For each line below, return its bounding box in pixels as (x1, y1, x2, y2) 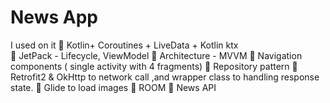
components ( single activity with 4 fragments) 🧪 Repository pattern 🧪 (10, 60, 298, 72)
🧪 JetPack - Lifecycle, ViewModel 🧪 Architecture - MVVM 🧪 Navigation (10, 49, 303, 61)
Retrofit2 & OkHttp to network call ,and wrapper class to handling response (10, 71, 320, 83)
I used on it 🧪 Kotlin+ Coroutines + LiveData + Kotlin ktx (10, 39, 239, 51)
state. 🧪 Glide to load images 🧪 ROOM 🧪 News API (10, 81, 217, 93)
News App (10, 6, 98, 29)
